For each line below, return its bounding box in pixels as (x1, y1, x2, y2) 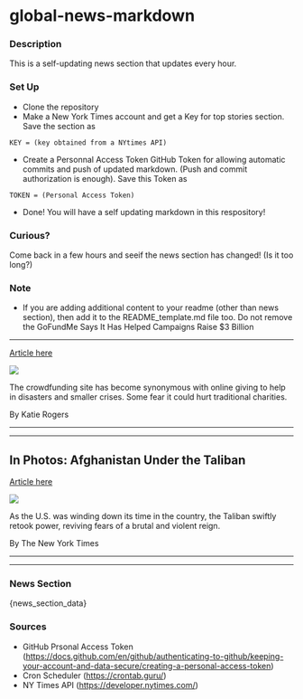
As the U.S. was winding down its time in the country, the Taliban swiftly (9, 511, 277, 522)
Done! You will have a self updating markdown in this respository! (22, 206, 266, 217)
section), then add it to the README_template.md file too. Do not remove (22, 312, 293, 323)
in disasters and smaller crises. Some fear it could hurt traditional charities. (9, 392, 288, 402)
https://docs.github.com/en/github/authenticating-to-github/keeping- (25, 650, 284, 661)
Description (9, 38, 62, 51)
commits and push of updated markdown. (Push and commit (22, 164, 248, 175)
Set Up (9, 80, 40, 93)
